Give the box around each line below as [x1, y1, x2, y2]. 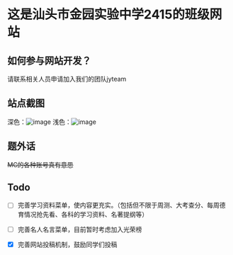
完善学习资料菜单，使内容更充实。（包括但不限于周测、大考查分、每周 [17, 201, 220, 210]
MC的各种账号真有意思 [7, 160, 74, 169]
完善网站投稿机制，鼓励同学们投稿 [17, 240, 118, 249]
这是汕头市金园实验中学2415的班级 [7, 6, 210, 23]
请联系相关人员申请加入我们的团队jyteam [7, 75, 127, 83]
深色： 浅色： [7, 118, 72, 126]
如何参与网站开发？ [7, 55, 91, 67]
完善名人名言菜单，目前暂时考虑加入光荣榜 [17, 225, 142, 234]
